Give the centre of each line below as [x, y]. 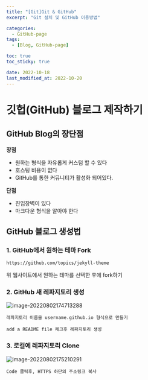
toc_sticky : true [28, 62]
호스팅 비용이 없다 [36, 170]
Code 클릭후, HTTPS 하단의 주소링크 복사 [51, 372]
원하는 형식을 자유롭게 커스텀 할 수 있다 [61, 162]
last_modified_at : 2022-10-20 [44, 78]
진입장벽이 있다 [33, 203]
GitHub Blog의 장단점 [45, 134]
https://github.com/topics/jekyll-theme [58, 263]
